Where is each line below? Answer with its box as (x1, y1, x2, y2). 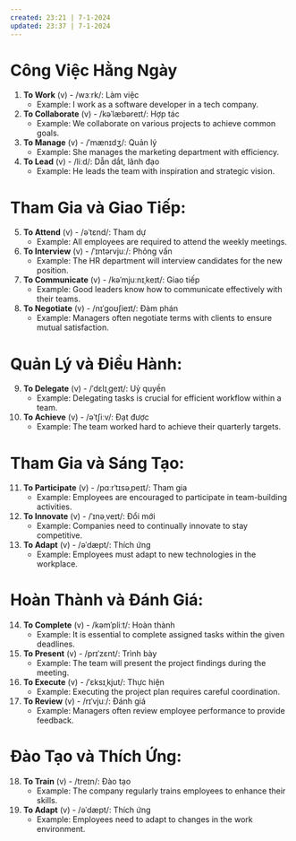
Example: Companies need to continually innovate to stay (36, 521, 249, 532)
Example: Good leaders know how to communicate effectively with (36, 284, 283, 295)
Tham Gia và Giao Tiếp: (10, 197, 187, 218)
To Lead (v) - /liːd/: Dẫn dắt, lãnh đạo (22, 156, 160, 167)
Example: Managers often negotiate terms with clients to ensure (36, 313, 272, 324)
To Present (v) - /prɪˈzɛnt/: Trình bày (22, 648, 157, 659)
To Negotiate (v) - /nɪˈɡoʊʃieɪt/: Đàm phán (22, 303, 178, 314)
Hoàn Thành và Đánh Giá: (10, 590, 204, 611)
